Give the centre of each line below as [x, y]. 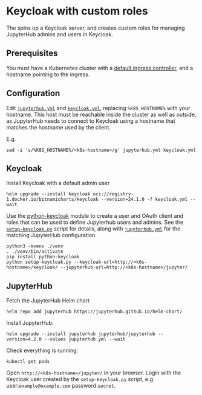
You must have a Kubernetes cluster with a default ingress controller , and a [100, 68]
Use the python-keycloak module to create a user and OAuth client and [95, 216]
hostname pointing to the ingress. [48, 74]
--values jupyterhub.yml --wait [85, 339]
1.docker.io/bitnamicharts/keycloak [52, 200]
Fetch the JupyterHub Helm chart [48, 301]
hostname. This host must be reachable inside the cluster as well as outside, [101, 114]
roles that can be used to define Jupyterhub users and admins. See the [95, 223]
